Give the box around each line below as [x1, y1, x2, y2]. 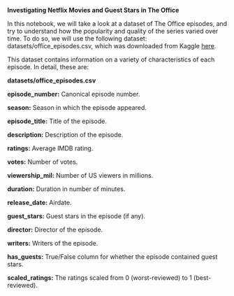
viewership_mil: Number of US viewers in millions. [7, 171, 154, 179]
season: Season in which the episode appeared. [7, 104, 147, 111]
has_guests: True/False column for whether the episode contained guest [7, 253, 218, 261]
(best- [193, 274, 212, 282]
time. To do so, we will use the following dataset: [7, 34, 147, 43]
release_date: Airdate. [7, 199, 72, 206]
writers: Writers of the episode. [7, 239, 98, 247]
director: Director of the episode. [7, 225, 103, 234]
